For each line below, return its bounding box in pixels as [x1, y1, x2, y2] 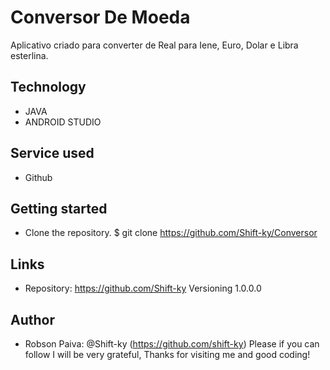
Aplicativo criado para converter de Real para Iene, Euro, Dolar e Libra [10, 39, 299, 51]
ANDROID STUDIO [24, 116, 102, 128]
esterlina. [10, 49, 49, 61]
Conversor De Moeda [10, 6, 191, 29]
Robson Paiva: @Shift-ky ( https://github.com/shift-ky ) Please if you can [24, 338, 320, 350]
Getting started [10, 200, 108, 217]
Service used [10, 145, 95, 162]
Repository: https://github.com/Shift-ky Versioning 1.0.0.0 [24, 282, 262, 295]
